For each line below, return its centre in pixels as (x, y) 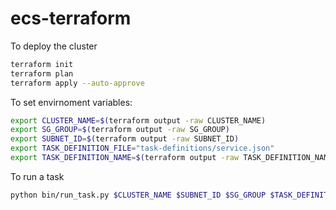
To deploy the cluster (54, 46)
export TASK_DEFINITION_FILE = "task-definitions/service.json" (142, 148)
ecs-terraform (71, 18)
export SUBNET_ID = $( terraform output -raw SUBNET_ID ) (125, 139)
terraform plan (42, 73)
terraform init (42, 64)
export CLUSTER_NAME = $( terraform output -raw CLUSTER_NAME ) (138, 120)
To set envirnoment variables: (71, 102)
